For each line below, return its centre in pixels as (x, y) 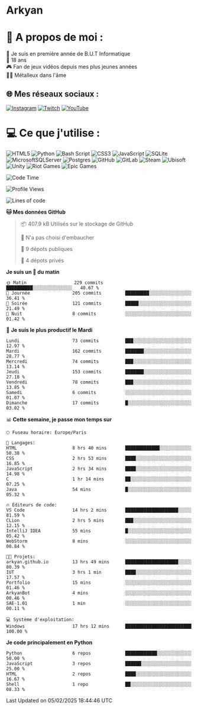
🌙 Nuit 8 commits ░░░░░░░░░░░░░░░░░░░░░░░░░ (99, 314)
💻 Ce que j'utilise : (53, 133)
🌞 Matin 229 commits (55, 283)
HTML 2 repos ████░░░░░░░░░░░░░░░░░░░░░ (99, 674)
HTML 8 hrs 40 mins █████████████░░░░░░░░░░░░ (99, 448)
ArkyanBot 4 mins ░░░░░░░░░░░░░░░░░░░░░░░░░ (99, 593)
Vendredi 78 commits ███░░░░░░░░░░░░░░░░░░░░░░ (99, 382)
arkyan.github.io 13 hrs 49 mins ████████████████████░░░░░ (99, 562)
